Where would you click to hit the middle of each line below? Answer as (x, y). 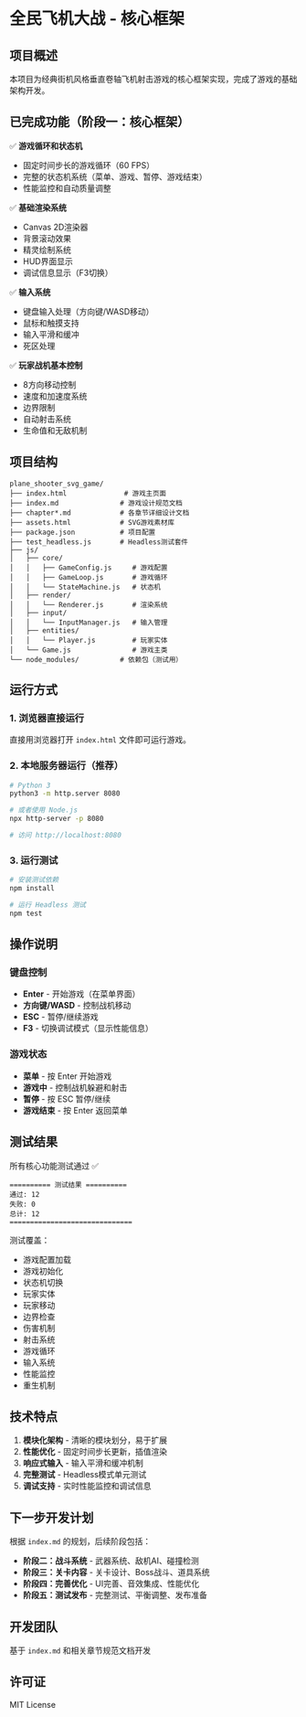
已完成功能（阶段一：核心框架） (100, 122)
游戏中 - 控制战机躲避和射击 (75, 1087)
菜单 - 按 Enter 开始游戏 (67, 1076)
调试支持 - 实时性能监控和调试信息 (87, 1486)
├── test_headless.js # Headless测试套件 (99, 542)
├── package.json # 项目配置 (83, 532)
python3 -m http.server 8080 (65, 794)
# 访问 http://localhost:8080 (65, 836)
